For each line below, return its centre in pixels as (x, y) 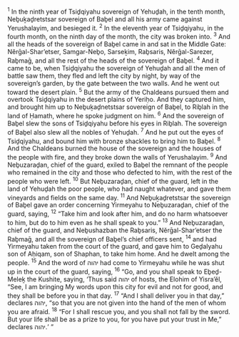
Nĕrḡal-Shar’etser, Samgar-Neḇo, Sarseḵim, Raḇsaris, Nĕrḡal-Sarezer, (111, 51)
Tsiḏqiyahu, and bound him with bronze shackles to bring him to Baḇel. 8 (114, 140)
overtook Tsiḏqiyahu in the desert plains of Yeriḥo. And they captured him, (117, 100)
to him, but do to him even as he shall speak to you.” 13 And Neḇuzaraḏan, (116, 222)
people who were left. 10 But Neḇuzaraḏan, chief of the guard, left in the (113, 180)
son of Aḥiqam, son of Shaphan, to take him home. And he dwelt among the (118, 254)
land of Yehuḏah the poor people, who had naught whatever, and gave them (119, 189)
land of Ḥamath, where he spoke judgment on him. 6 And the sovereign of (116, 115)
